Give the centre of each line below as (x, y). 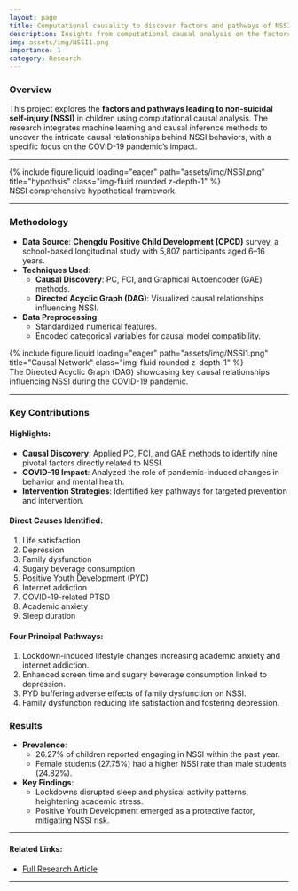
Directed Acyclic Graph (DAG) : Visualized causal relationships (149, 298)
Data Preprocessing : (60, 317)
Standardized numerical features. (96, 326)
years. (34, 260)
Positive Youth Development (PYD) (85, 578)
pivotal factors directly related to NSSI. (93, 463)
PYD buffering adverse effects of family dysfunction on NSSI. (134, 693)
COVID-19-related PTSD (66, 597)
